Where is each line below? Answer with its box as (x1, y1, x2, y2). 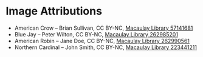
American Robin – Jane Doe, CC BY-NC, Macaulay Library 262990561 (14, 37, 190, 44)
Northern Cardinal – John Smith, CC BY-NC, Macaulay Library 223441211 (14, 44, 198, 51)
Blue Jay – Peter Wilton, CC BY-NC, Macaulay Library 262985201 (14, 30, 179, 38)
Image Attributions (5, 4, 103, 18)
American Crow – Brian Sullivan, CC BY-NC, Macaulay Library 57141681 (14, 24, 193, 32)
